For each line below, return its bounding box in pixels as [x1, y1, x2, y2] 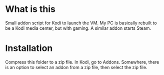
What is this [5, 3, 56, 15]
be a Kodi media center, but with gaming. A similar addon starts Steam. [5, 25, 151, 31]
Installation [5, 43, 53, 54]
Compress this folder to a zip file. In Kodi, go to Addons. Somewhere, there [5, 59, 159, 65]
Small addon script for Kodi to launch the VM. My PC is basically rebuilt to [5, 20, 157, 26]
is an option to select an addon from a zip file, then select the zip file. [5, 64, 147, 70]
